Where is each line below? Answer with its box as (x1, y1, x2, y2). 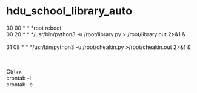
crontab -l (6, 74, 32, 82)
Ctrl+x (6, 68, 22, 75)
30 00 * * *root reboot (6, 24, 62, 31)
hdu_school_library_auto (6, 4, 132, 18)
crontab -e (6, 80, 33, 88)
